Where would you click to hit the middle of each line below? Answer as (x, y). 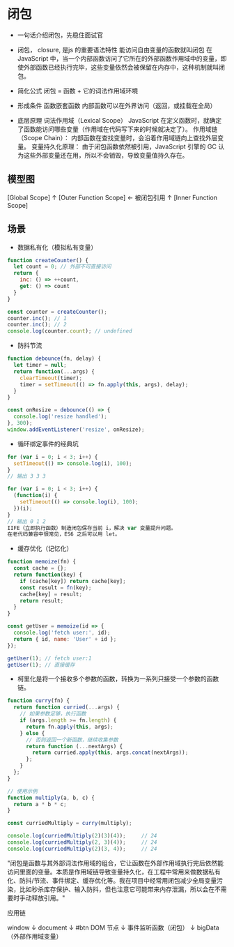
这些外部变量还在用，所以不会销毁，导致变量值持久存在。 (106, 155)
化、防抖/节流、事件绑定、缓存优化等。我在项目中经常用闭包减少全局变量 (112, 880)
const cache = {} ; (40, 568)
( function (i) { (36, 496)
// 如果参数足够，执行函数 (53, 714)
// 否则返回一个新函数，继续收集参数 (72, 740)
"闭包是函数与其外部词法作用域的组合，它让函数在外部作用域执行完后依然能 (116, 863)
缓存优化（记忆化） (45, 549)
